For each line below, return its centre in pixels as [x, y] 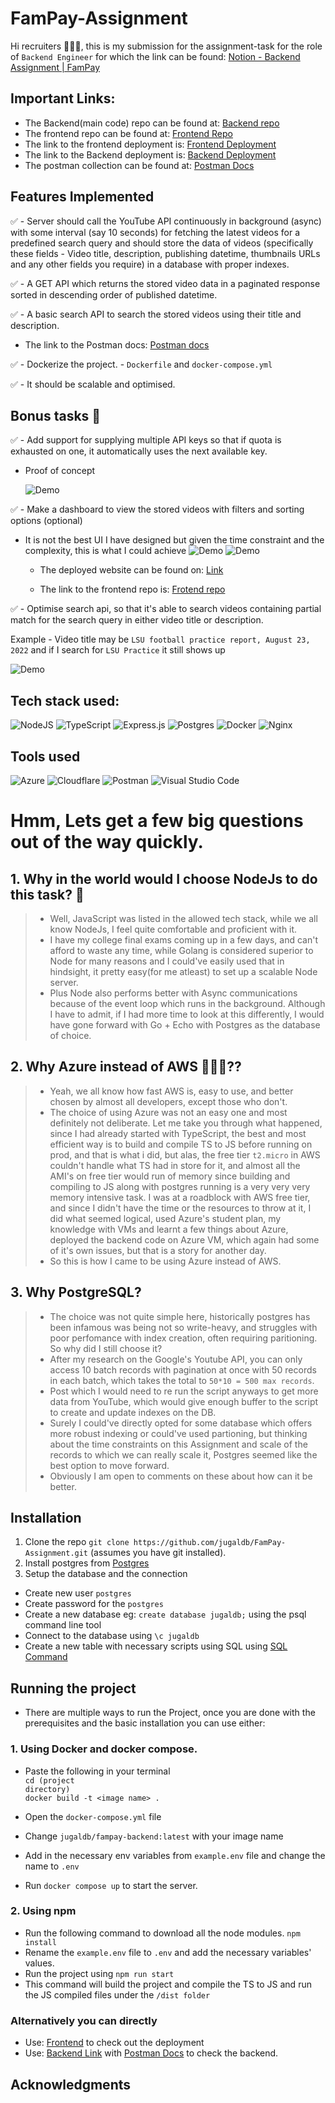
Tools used [45, 756]
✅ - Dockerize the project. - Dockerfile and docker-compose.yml [141, 364]
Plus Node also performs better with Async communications [173, 993]
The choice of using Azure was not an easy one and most [168, 1112]
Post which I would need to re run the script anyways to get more [184, 1391]
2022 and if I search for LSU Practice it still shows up [118, 650]
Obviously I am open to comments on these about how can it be [181, 1476]
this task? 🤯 [47, 894]
